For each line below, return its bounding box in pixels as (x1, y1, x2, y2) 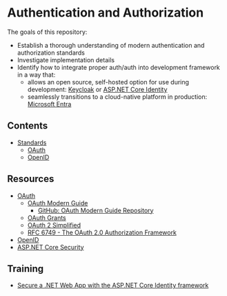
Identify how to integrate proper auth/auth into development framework (17, 63, 221, 71)
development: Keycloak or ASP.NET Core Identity (27, 85, 168, 93)
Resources (7, 173, 55, 185)
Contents (7, 120, 48, 132)
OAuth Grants (27, 213, 67, 222)
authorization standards (17, 48, 85, 57)
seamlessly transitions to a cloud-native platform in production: (27, 92, 208, 101)
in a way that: (17, 71, 56, 79)
